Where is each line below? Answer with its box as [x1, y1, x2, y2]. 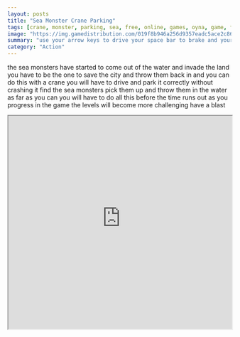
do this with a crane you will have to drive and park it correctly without [7, 78, 213, 86]
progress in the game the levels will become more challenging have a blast [7, 101, 226, 109]
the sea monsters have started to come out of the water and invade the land [7, 63, 229, 71]
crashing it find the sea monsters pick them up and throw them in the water [7, 86, 227, 94]
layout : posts [7, 10, 50, 18]
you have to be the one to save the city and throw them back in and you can [7, 70, 229, 79]
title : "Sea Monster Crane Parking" [7, 17, 116, 24]
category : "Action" [7, 43, 65, 50]
